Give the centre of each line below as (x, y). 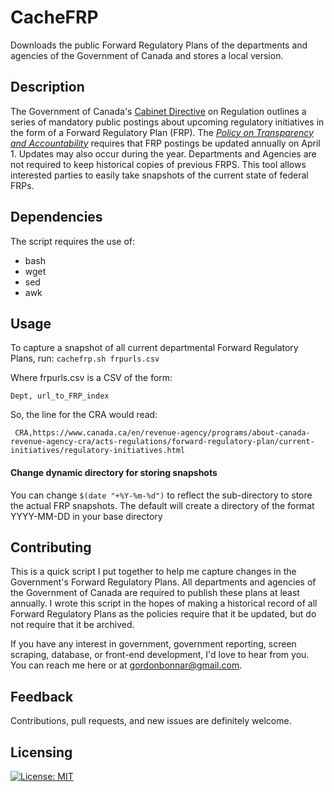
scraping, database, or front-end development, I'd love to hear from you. (160, 655)
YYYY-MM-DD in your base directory (86, 516)
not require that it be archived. (72, 625)
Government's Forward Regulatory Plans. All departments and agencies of (163, 582)
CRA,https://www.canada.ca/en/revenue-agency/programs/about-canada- (162, 433)
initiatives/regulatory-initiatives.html (98, 451)
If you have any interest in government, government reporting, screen (153, 644)
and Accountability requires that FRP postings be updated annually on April (165, 143)
